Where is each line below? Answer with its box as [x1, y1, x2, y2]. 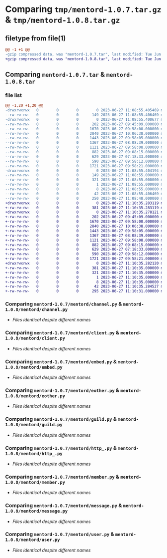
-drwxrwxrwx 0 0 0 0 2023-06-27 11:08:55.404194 [5, 168, 159, 173]
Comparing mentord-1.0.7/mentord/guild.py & [5, 416, 117, 423]
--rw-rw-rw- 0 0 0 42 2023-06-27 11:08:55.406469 [5, 191, 159, 196]
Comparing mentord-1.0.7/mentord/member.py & [5, 473, 120, 480]
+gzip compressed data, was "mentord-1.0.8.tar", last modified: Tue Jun [5, 56, 162, 61]
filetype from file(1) [5, 34, 66, 42]
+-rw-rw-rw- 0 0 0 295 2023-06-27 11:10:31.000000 [5, 288, 159, 294]
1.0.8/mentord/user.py [5, 537, 60, 543]
